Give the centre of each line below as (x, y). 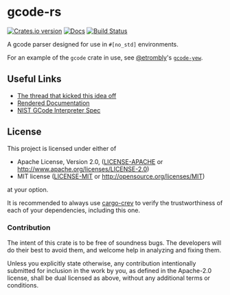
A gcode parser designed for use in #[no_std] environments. (93, 44)
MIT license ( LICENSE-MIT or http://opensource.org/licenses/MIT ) (111, 176)
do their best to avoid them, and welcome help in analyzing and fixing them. (114, 250)
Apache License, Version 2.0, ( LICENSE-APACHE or (90, 161)
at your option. (28, 189)
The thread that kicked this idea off (67, 95)
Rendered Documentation (54, 103)
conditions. (23, 285)
